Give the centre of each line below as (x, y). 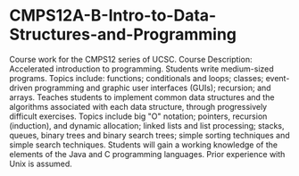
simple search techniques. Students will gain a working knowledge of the (144, 145)
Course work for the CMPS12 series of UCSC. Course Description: (131, 59)
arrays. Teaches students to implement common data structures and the (142, 97)
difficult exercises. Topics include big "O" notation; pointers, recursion (138, 116)
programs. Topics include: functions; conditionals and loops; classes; (137, 78)
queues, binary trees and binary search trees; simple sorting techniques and (149, 135)
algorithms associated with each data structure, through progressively (138, 106)
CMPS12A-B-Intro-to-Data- (113, 16)
